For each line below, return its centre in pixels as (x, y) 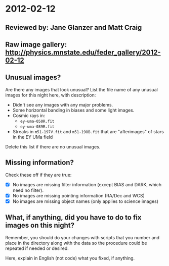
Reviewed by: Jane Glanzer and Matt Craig (74, 28)
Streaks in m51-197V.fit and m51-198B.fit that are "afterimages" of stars (88, 131)
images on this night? (40, 225)
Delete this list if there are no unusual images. (53, 146)
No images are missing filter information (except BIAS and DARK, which (87, 184)
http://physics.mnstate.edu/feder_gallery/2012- (83, 52)
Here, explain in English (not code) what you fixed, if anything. (70, 258)
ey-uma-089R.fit (37, 127)
